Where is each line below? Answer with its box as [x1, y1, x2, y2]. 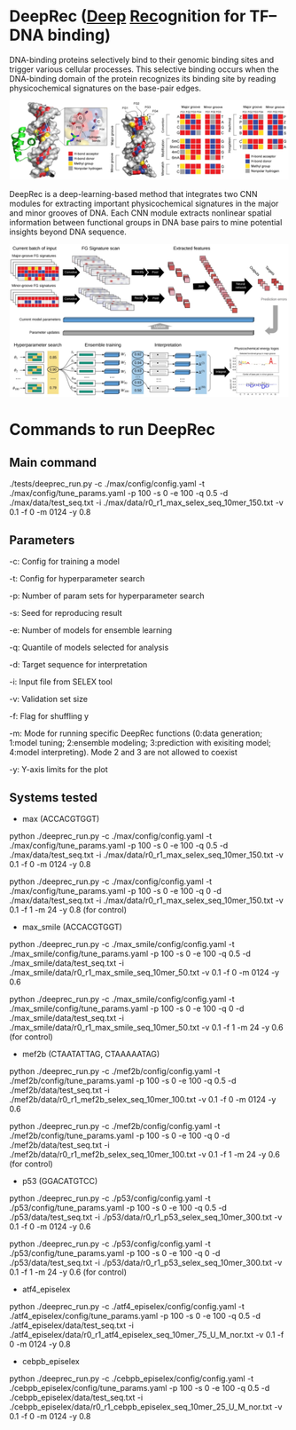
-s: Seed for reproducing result [9, 608, 122, 619]
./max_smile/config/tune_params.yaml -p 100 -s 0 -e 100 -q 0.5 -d [9, 948, 251, 959]
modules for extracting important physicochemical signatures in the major [9, 198, 279, 209]
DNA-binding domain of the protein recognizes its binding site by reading [9, 73, 277, 83]
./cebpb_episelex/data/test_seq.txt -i [9, 1392, 144, 1402]
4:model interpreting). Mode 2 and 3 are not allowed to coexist [9, 747, 238, 758]
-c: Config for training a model [9, 557, 120, 567]
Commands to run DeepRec [9, 420, 215, 440]
